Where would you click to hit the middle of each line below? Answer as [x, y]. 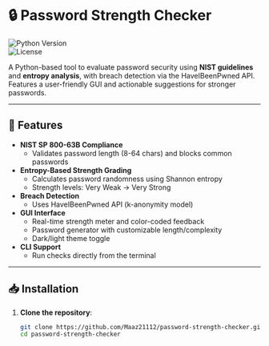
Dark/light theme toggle [71, 238]
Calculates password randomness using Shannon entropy [127, 179]
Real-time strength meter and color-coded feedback [118, 221]
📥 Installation [44, 289]
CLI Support [40, 247]
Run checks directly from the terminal [94, 255]
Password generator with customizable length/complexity [127, 230]
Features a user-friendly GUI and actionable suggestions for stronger [122, 84]
